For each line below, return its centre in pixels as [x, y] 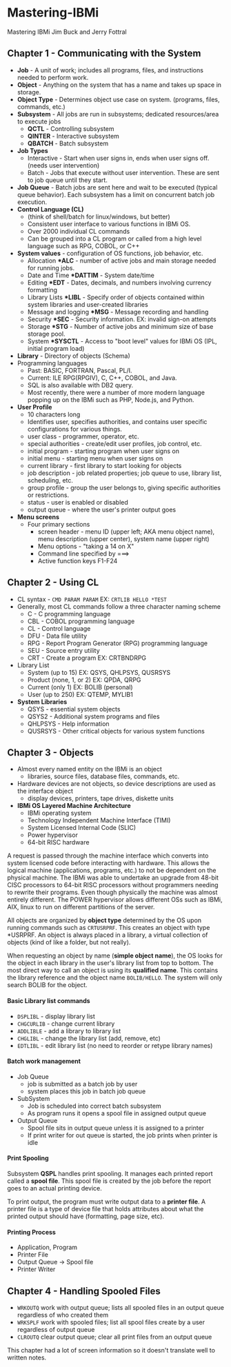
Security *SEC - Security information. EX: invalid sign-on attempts [122, 319]
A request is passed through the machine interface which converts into [108, 855]
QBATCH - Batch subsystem [68, 143]
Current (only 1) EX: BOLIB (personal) [80, 687]
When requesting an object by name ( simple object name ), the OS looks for [115, 955]
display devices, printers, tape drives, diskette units [100, 798]
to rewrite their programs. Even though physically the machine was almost [112, 892]
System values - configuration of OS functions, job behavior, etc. [110, 253]
